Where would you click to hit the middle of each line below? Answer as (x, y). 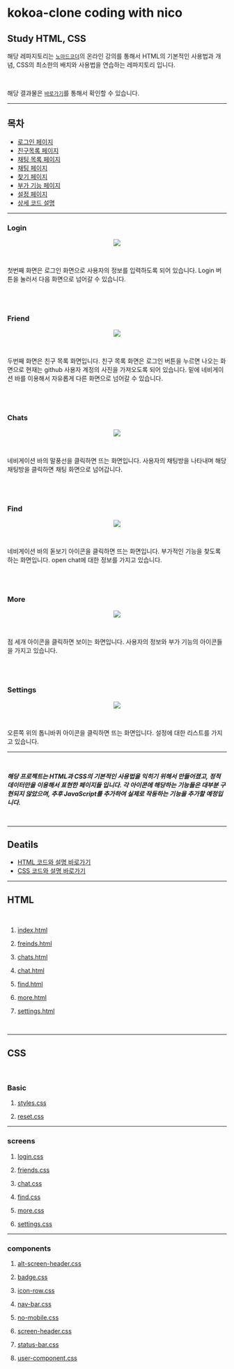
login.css (30, 1156)
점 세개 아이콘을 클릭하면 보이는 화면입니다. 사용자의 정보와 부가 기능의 (103, 642)
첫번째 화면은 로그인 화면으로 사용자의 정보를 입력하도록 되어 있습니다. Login (111, 270)
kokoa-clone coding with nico (95, 13)
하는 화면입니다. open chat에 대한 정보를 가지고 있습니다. (85, 560)
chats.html (32, 957)
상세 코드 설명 (36, 203)
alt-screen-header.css (49, 1263)
